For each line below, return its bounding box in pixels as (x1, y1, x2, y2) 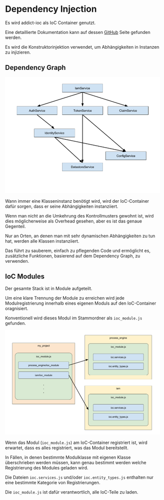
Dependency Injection (5, 3, 97, 15)
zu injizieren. (5, 49, 31, 55)
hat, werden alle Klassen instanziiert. (5, 238, 80, 244)
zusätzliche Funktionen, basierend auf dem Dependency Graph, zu (5, 252, 140, 259)
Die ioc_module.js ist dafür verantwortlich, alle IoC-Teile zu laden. (5, 489, 138, 495)
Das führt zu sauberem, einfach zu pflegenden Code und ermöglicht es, (5, 248, 151, 253)
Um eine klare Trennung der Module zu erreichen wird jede (5, 295, 125, 301)
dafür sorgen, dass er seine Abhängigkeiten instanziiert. (5, 203, 119, 209)
